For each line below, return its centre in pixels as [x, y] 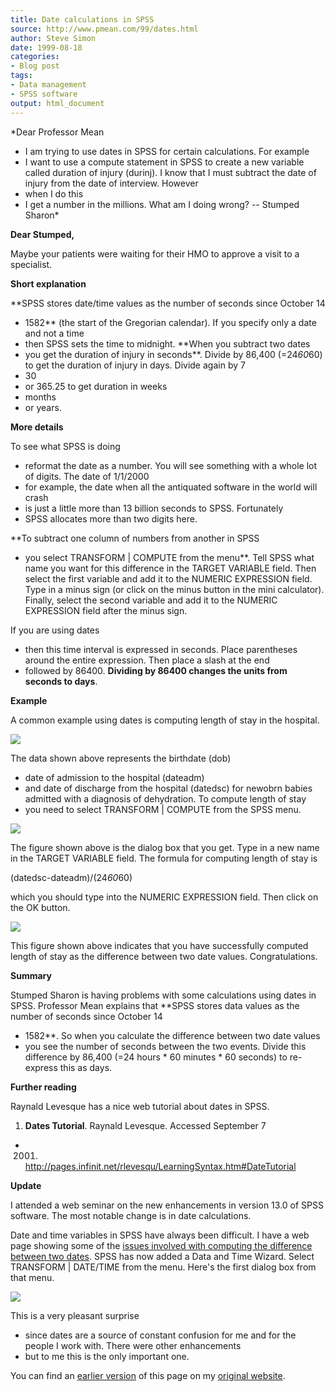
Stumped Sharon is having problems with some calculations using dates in [163, 995]
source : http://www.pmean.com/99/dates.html [104, 29]
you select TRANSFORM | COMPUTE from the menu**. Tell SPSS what [169, 557]
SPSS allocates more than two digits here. [111, 518]
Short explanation [48, 283]
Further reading [43, 1087]
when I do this [54, 193]
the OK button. [40, 907]
